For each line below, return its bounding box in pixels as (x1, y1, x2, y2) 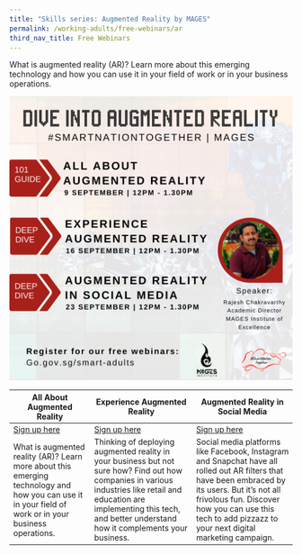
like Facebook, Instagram (196, 446, 289, 457)
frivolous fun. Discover (196, 494, 280, 505)
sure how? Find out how (93, 465, 182, 477)
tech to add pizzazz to (196, 514, 279, 524)
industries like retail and (93, 485, 182, 496)
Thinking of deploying (93, 437, 175, 448)
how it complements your (93, 523, 188, 533)
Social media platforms (196, 437, 281, 448)
